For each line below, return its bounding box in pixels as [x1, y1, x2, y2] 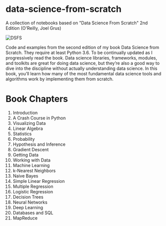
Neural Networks [12, 199, 47, 205]
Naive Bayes [12, 172, 39, 179]
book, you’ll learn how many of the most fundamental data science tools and [5, 70, 162, 76]
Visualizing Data [12, 120, 46, 126]
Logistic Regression [12, 188, 53, 194]
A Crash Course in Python [12, 115, 66, 121]
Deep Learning [12, 204, 43, 210]
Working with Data [12, 157, 51, 163]
